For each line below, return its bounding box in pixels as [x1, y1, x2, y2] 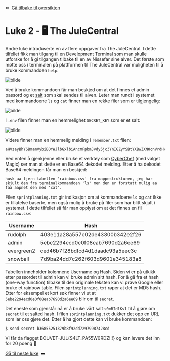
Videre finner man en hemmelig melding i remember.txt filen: [5, 137, 131, 143]
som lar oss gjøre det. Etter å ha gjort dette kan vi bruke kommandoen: [5, 316, 152, 322]
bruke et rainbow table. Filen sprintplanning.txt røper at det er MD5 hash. [5, 284, 162, 291]
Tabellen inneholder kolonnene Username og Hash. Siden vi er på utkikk [5, 269, 156, 275]
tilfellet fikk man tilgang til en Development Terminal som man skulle [5, 51, 147, 57]
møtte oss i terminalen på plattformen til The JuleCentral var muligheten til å [5, 61, 163, 68]
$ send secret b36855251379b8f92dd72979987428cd [5, 326, 110, 331]
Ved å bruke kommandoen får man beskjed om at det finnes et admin [5, 86, 149, 93]
